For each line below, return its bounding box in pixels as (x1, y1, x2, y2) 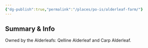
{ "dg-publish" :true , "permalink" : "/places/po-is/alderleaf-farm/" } (5, 7, 143, 12)
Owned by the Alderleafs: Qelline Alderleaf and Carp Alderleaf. (5, 37, 131, 43)
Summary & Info (5, 25, 55, 33)
